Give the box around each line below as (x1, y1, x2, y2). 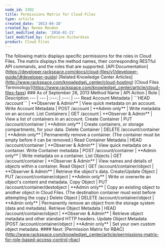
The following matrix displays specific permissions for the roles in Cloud (5, 53, 152, 59)
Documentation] (115, 63, 149, 69)
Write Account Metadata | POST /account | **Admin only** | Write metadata (5, 105, 161, 111)
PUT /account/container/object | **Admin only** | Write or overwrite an (5, 173, 151, 179)
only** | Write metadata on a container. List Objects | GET (5, 153, 122, 159)
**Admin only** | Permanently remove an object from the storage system (5, 200, 155, 206)
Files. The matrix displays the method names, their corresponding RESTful (5, 58, 156, 64)
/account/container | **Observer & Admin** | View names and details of (5, 158, 153, 164)
